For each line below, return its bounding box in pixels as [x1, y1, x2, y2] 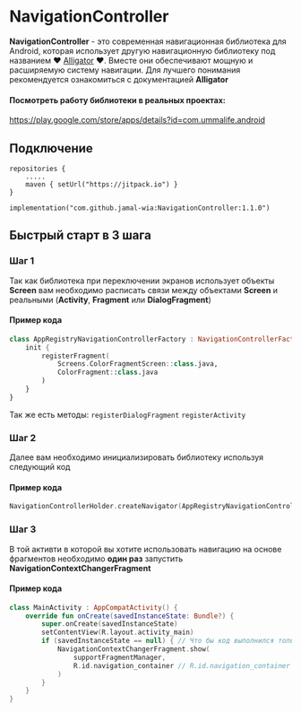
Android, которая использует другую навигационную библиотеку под [9, 45, 276, 56]
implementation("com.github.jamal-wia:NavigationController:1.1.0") [9, 204, 271, 213]
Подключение [9, 141, 94, 156]
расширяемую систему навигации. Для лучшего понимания [9, 65, 241, 75]
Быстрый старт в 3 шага [9, 228, 152, 243]
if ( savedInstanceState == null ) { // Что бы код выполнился [41, 637, 275, 646]
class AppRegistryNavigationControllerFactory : [9, 334, 194, 343]
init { [25, 343, 50, 352]
